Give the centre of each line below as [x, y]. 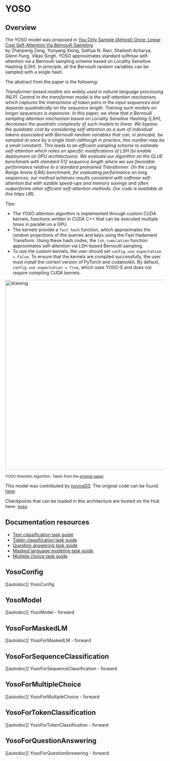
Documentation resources [47, 522]
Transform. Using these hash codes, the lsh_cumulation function [80, 240]
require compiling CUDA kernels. [47, 273]
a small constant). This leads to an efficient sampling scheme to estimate [82, 145]
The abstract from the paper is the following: [52, 82]
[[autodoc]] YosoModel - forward [40, 612]
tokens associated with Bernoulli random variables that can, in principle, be [84, 135]
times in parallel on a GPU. [40, 224]
